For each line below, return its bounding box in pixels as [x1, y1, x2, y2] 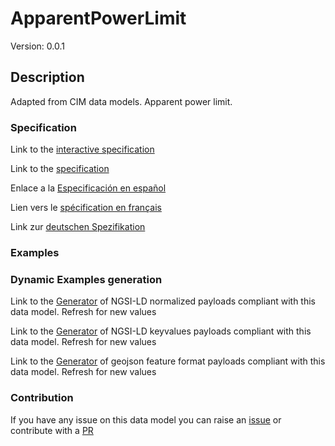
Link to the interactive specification [10, 143, 155, 156]
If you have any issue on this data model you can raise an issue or [10, 413, 282, 426]
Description [10, 69, 85, 86]
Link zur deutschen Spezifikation [10, 221, 146, 233]
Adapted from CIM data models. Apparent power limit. [10, 95, 233, 107]
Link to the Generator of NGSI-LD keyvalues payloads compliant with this [10, 325, 312, 337]
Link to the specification [10, 163, 110, 175]
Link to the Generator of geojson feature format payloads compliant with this [10, 355, 326, 367]
